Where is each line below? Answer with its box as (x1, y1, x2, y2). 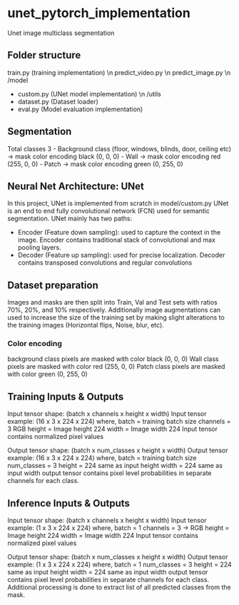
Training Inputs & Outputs (7, 390, 124, 402)
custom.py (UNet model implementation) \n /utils (17, 89, 162, 98)
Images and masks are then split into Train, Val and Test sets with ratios (7, 298, 218, 307)
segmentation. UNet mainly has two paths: (7, 214, 133, 223)
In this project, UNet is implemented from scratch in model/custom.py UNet (7, 199, 229, 208)
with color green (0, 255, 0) (7, 370, 88, 379)
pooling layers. (17, 243, 62, 252)
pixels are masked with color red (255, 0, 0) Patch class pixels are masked (7, 362, 225, 371)
